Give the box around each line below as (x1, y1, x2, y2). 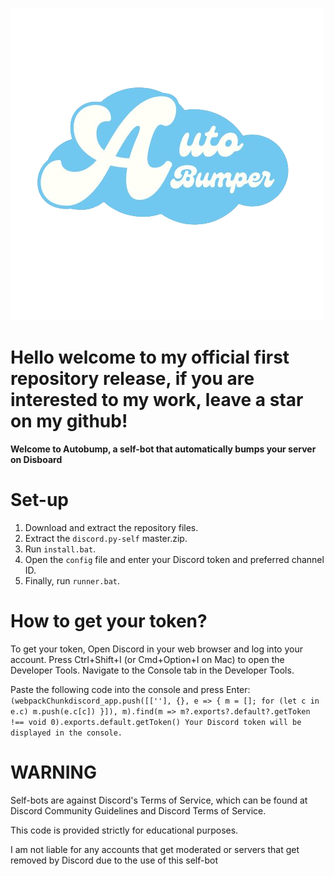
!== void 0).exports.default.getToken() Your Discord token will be (10, 717, 302, 727)
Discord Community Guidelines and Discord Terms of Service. (10, 804, 267, 817)
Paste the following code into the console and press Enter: (10, 683, 251, 695)
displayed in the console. (10, 728, 123, 738)
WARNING (10, 761, 97, 783)
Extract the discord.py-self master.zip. (24, 532, 188, 544)
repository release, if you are (10, 368, 255, 390)
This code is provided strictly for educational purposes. (10, 824, 239, 836)
